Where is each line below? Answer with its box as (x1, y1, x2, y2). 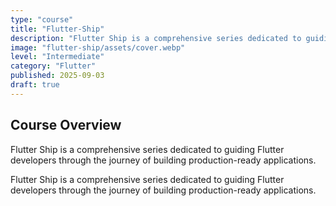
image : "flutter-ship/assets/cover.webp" (10, 42, 186, 53)
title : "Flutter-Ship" (10, 24, 105, 34)
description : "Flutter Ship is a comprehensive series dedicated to (10, 33, 302, 43)
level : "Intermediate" (10, 52, 105, 62)
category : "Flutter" (10, 61, 97, 71)
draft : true (10, 80, 60, 90)
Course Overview (10, 117, 122, 134)
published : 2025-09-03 (10, 71, 105, 81)
